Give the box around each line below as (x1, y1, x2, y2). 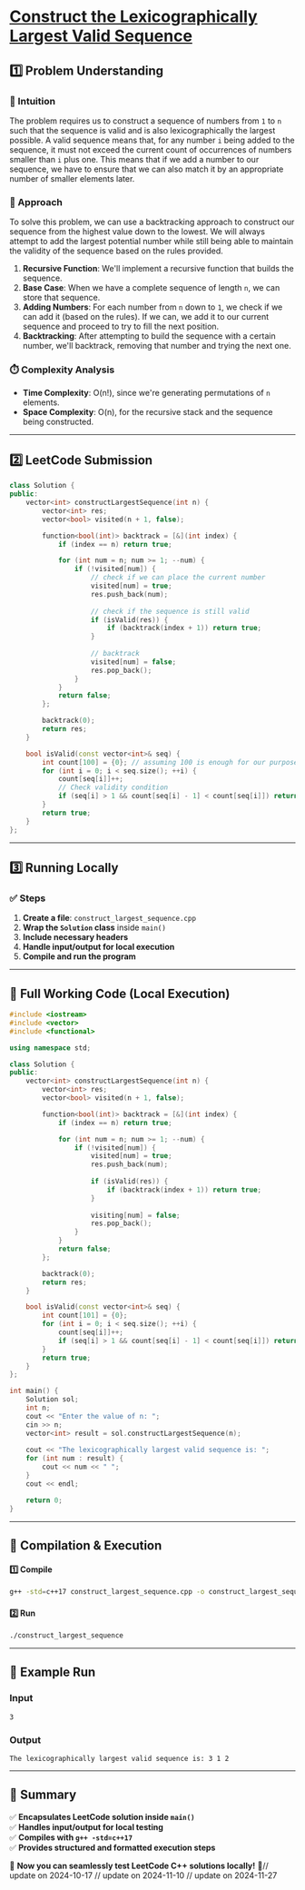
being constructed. (22, 416, 94, 428)
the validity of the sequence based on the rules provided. (9, 245, 224, 256)
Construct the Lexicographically (9, 6, 258, 27)
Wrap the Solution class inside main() (22, 922, 166, 933)
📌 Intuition (9, 94, 56, 107)
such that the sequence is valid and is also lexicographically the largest (9, 124, 276, 135)
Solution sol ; (25, 1395, 79, 1404)
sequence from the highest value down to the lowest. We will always (9, 226, 266, 237)
